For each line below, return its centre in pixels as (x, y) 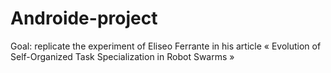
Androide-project (84, 18)
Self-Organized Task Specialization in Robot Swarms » (122, 56)
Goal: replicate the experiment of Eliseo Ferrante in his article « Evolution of (166, 46)
